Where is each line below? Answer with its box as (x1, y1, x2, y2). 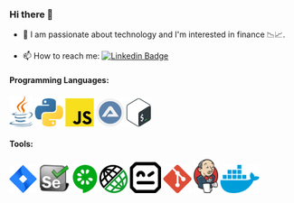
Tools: (9, 139, 33, 150)
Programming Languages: (9, 74, 109, 85)
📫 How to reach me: (22, 51, 100, 61)
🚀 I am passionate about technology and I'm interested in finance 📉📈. (22, 29, 286, 40)
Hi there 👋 (9, 8, 54, 21)
